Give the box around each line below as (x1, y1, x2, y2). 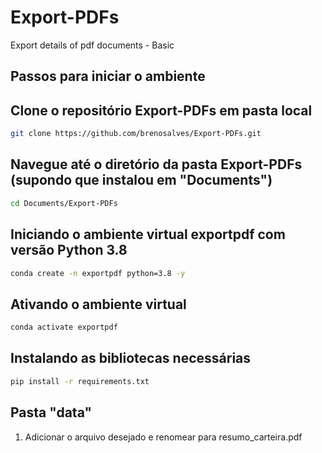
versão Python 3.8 (10, 242, 128, 259)
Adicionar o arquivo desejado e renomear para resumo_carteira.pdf (24, 431, 303, 443)
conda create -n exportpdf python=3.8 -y (10, 268, 186, 278)
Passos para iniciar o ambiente (10, 68, 206, 85)
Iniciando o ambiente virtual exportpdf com (10, 226, 286, 243)
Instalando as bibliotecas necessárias (10, 350, 252, 367)
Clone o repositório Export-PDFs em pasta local (10, 102, 313, 119)
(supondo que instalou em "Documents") (10, 172, 273, 189)
